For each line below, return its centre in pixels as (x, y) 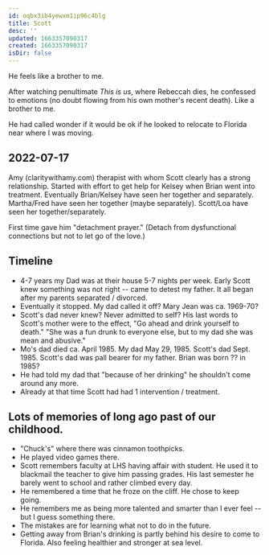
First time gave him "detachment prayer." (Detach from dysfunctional (122, 227)
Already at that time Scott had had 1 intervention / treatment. (120, 392)
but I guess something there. (67, 517)
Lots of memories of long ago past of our (112, 417)
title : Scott (30, 23)
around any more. (49, 383)
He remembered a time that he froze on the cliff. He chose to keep (129, 491)
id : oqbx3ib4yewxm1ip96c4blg (57, 16)
